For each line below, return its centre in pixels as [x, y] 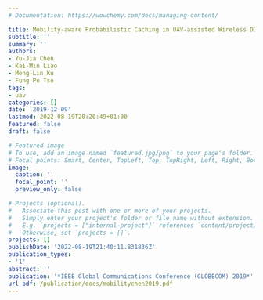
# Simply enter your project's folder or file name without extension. [131, 218]
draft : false [29, 132]
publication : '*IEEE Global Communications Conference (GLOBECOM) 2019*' [131, 276]
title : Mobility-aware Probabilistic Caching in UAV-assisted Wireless [127, 29]
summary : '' [27, 44]
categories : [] [33, 103]
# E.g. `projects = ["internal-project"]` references [101, 225]
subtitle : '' [29, 37]
